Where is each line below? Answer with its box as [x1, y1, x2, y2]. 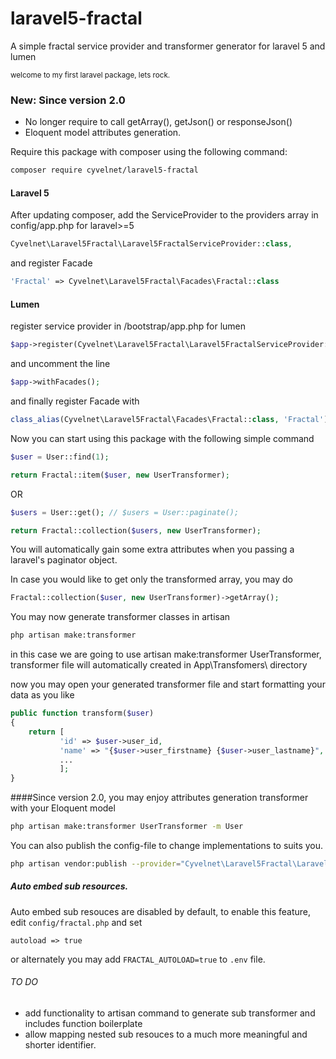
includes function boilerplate [24, 1018, 143, 1030]
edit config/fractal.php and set [10, 916, 143, 928]
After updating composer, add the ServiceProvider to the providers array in [10, 209, 319, 221]
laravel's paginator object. [10, 554, 118, 566]
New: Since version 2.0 [10, 93, 126, 107]
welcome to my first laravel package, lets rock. [10, 70, 171, 80]
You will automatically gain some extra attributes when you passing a [10, 543, 295, 556]
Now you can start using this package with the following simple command [10, 432, 315, 444]
